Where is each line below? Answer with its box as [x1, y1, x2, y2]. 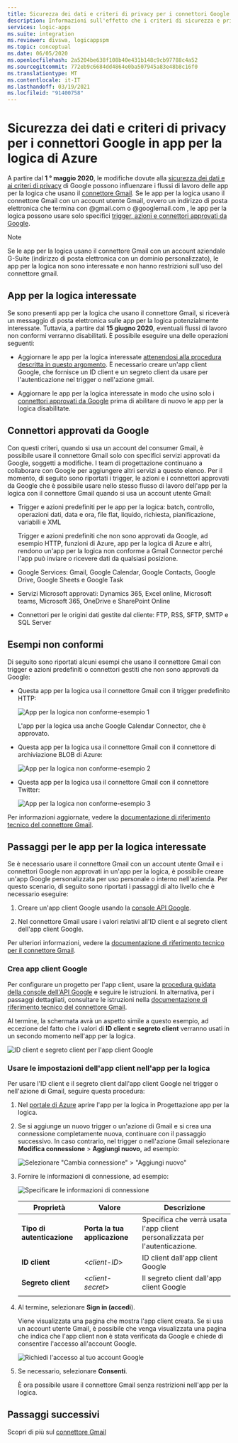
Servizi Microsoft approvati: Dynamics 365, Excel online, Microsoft [17, 589, 212, 597]
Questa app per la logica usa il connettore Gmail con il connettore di [17, 743, 216, 751]
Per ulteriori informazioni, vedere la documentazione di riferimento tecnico [7, 939, 225, 947]
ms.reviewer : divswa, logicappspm [7, 37, 110, 44]
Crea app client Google [7, 964, 88, 974]
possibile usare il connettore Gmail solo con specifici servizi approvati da [7, 451, 220, 459]
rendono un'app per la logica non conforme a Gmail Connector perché [17, 546, 223, 555]
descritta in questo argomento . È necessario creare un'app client [17, 360, 208, 369]
